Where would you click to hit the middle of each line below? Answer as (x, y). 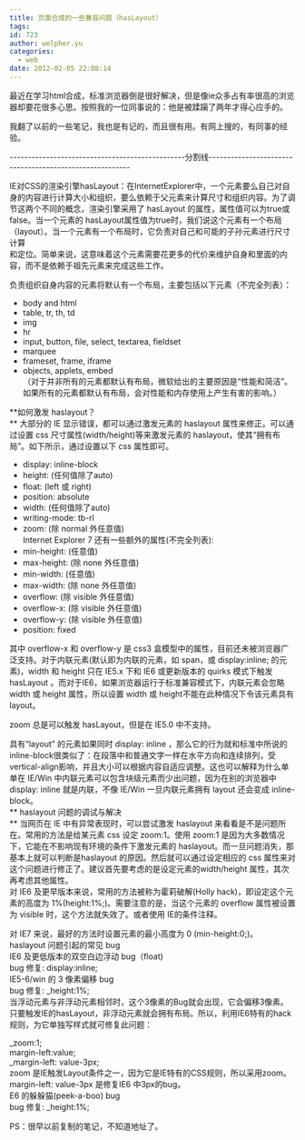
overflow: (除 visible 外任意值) (78, 596)
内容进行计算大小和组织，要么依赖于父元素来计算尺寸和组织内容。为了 (156, 197)
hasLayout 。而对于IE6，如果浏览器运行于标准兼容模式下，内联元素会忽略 (147, 682)
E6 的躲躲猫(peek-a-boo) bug (65, 1095)
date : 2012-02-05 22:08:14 (60, 69)
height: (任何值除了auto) (68, 475)
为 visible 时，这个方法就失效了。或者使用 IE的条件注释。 (116, 914)
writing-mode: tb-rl (59, 517)
